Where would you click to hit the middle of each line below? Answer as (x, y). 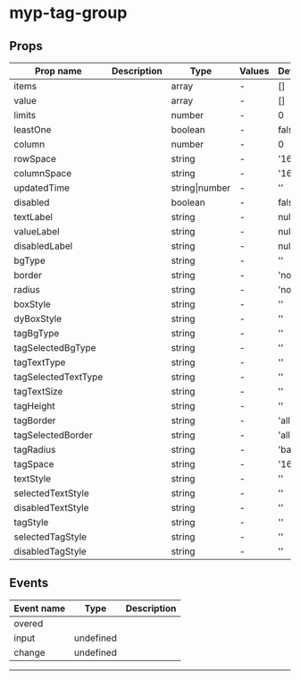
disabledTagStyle (50, 551)
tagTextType (40, 362)
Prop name (58, 71)
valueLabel (37, 231)
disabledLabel (43, 246)
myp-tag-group (68, 13)
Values (254, 71)
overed (29, 623)
